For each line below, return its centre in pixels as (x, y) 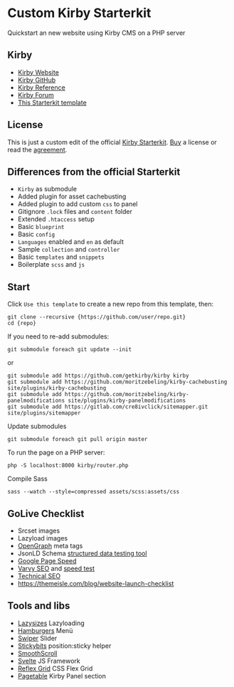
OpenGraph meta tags (50, 546)
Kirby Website (38, 72)
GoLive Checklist (46, 513)
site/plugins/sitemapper (44, 413)
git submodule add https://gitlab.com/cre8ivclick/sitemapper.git (108, 407)
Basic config (36, 234)
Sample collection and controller (69, 250)
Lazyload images (43, 538)
